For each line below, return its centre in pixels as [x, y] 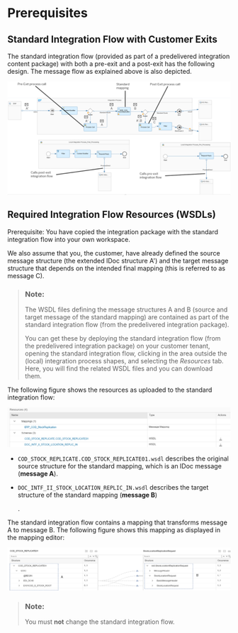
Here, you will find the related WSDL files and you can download [119, 369]
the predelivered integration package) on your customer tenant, [117, 346]
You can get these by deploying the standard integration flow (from [123, 338]
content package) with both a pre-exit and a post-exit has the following [111, 64]
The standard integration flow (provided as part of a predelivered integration [119, 56]
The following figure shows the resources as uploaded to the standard [110, 390]
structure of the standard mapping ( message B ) [87, 495]
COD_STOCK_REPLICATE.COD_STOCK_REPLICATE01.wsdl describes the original [123, 458]
